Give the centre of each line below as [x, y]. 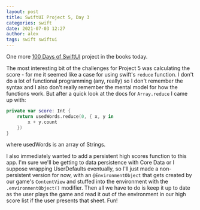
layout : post [22, 12]
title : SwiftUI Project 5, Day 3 [48, 17]
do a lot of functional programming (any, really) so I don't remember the [95, 81]
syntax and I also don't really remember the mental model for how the [92, 87]
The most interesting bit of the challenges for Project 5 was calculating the [98, 68]
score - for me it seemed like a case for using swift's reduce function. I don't [100, 74]
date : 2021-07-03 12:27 [36, 28]
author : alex [22, 34]
